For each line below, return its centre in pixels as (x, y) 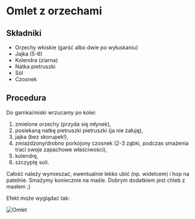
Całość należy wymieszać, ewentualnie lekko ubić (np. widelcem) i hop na (98, 174)
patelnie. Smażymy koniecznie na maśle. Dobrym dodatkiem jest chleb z (96, 180)
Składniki (24, 33)
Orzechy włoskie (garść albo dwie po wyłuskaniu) (76, 47)
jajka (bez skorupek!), (42, 136)
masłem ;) (19, 186)
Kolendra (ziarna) (36, 60)
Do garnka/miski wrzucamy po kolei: (51, 112)
